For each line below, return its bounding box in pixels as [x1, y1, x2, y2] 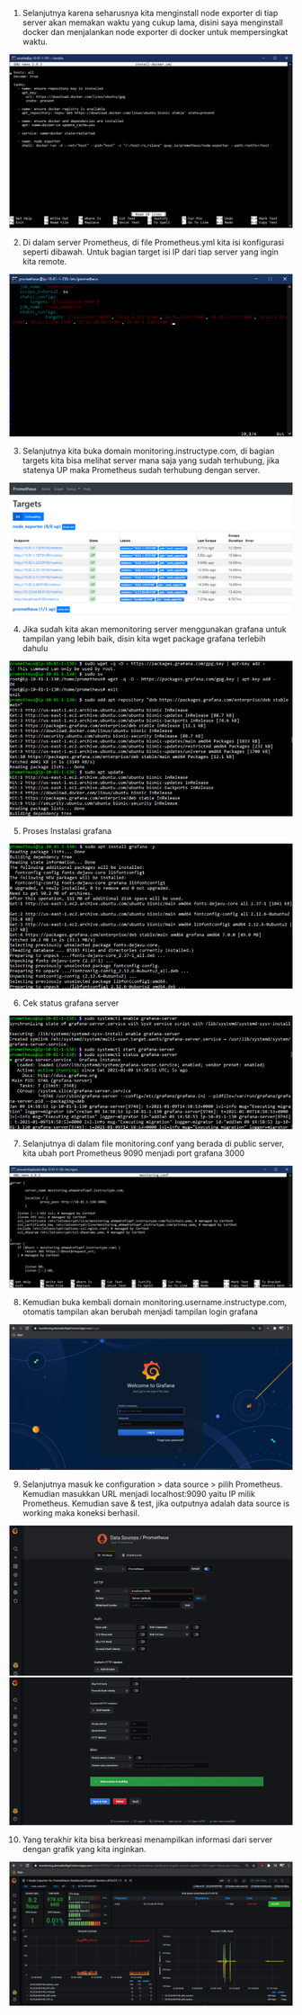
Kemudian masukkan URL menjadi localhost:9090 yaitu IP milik [22, 1489, 256, 1500]
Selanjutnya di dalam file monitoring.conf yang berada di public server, [22, 1138, 285, 1149]
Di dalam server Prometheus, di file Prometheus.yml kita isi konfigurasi [22, 237, 285, 247]
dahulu [22, 642, 49, 653]
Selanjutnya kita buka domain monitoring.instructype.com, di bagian [22, 445, 275, 457]
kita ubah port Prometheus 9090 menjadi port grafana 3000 [22, 1147, 245, 1159]
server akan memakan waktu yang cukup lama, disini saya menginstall [22, 17, 283, 28]
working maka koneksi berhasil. [22, 1508, 140, 1518]
